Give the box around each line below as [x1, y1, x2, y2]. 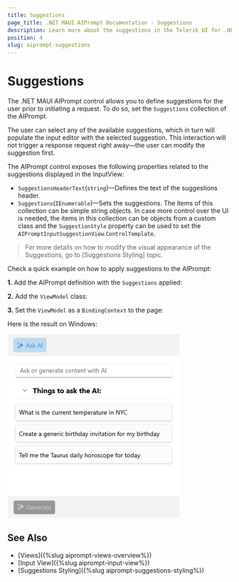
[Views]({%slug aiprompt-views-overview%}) [17, 551, 152, 559]
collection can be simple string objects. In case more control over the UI [17, 207, 229, 215]
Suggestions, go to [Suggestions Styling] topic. [24, 250, 164, 260]
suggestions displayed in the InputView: [7, 170, 124, 178]
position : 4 [7, 34, 43, 41]
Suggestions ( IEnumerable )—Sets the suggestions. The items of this [17, 199, 213, 208]
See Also [7, 532, 48, 544]
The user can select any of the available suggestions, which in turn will [7, 126, 216, 135]
